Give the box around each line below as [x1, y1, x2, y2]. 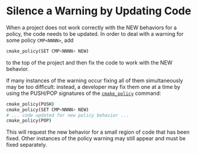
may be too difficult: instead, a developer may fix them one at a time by [6, 83, 180, 90]
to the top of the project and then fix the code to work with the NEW [6, 58, 173, 66]
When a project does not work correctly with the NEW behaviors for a [6, 24, 177, 31]
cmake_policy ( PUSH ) [6, 101, 55, 107]
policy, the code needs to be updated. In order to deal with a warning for [6, 30, 184, 37]
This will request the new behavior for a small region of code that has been [6, 128, 190, 135]
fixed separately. [6, 141, 48, 149]
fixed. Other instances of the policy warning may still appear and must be [6, 135, 186, 142]
